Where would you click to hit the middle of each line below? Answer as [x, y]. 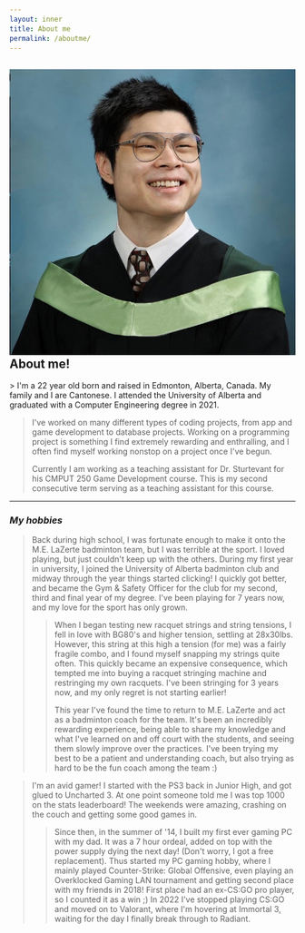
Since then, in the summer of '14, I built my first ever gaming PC [173, 832]
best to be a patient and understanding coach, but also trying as [174, 759]
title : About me [40, 29]
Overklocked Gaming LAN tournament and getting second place [174, 880]
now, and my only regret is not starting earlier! [140, 692]
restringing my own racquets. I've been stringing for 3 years [167, 683]
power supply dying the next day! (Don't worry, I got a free [164, 851]
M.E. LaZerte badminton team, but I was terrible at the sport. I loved [158, 550]
